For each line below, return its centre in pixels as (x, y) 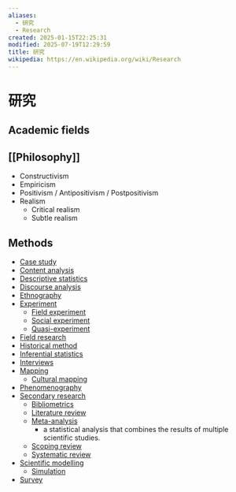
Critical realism (55, 210)
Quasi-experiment (61, 329)
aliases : (22, 15)
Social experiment (61, 321)
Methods (31, 242)
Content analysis (47, 270)
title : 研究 (26, 52)
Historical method (48, 346)
